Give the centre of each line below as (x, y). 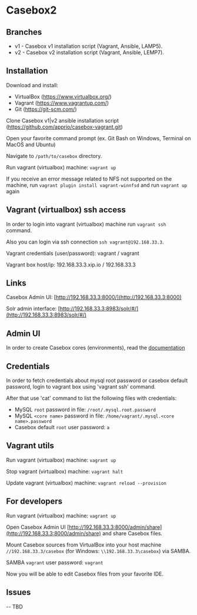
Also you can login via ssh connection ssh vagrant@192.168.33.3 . (85, 242)
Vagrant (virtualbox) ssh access (66, 210)
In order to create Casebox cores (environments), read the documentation (96, 348)
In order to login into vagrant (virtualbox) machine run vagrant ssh (86, 224)
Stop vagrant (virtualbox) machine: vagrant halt (65, 471)
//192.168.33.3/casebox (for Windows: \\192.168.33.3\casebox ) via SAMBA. (98, 551)
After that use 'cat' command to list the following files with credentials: (91, 398)
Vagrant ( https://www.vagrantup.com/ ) (62, 103)
